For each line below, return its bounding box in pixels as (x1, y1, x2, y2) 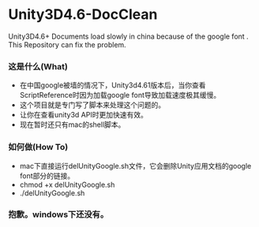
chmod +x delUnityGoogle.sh (19, 180, 115, 189)
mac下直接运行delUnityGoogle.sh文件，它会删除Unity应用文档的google (19, 161, 252, 170)
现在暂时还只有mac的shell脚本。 (19, 120, 126, 129)
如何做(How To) (8, 142, 69, 153)
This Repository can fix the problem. (8, 39, 126, 49)
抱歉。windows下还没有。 (8, 209, 109, 220)
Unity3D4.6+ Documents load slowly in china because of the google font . (8, 32, 249, 41)
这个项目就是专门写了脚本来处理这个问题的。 (19, 100, 166, 110)
